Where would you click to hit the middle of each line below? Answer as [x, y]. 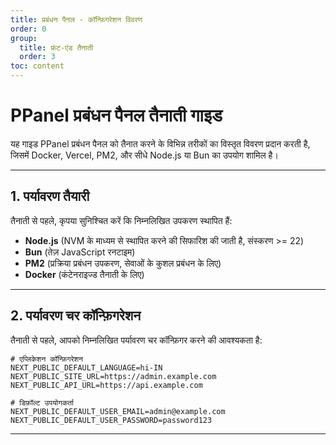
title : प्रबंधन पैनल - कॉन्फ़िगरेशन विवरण [76, 19]
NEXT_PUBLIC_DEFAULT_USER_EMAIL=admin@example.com [118, 411]
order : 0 [28, 29]
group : [24, 38]
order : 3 [37, 57]
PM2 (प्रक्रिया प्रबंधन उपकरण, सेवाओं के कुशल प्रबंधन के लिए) [123, 263]
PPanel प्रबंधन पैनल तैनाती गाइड [116, 115]
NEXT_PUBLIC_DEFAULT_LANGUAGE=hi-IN [86, 367]
